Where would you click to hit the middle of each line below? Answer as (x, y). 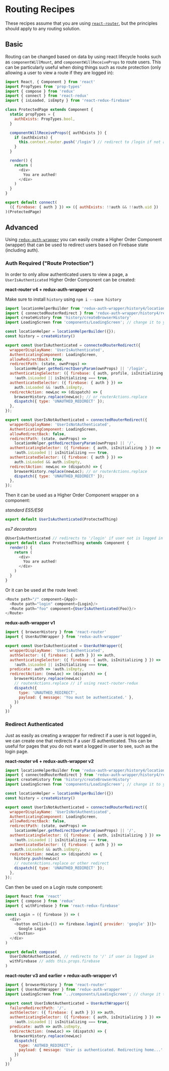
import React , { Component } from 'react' (50, 82)
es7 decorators (21, 529)
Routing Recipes (40, 9)
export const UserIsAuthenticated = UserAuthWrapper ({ (64, 646)
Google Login (32, 929)
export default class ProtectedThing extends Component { (67, 543)
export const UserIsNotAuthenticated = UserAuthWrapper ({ (67, 1003)
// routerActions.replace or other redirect (62, 864)
